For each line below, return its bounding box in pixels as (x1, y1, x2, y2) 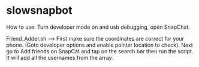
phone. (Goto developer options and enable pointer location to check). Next (6, 41, 193, 48)
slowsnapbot (6, 4, 73, 17)
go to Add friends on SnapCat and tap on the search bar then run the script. (6, 47, 194, 54)
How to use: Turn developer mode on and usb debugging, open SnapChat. (6, 23, 191, 31)
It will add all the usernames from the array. (6, 54, 114, 61)
